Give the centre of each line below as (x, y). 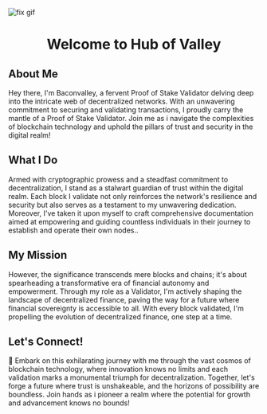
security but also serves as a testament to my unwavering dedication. (122, 205)
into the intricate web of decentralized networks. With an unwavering (122, 101)
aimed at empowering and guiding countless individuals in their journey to (130, 221)
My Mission (38, 255)
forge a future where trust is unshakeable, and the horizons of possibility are (134, 386)
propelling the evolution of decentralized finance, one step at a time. (120, 316)
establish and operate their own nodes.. (73, 230)
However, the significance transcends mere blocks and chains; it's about (128, 274)
